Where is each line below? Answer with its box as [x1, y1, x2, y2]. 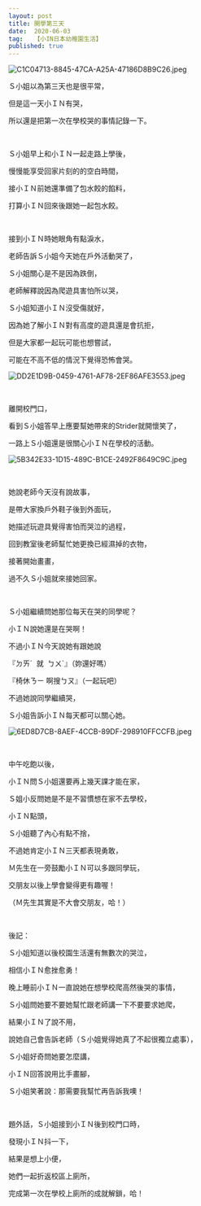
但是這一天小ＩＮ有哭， [8, 98, 87, 108]
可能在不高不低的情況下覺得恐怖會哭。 [8, 355, 137, 365]
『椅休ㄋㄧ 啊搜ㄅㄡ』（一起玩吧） [8, 676, 121, 686]
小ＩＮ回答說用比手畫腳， [8, 1069, 94, 1079]
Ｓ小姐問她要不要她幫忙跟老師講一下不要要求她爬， [8, 1000, 180, 1010]
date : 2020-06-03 [8, 27, 71, 35]
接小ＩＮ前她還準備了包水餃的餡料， [8, 184, 130, 194]
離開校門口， [8, 404, 51, 413]
